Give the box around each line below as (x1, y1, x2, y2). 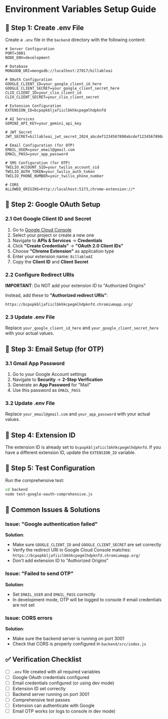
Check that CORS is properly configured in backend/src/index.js (12, 640, 146, 647)
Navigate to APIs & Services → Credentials (12, 237, 102, 244)
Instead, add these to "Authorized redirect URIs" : (5, 292, 108, 298)
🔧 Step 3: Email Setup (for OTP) (5, 345, 104, 353)
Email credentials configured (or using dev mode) (12, 680, 114, 686)
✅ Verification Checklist (5, 655, 81, 664)
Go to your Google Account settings (12, 371, 86, 377)
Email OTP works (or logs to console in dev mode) (12, 708, 116, 714)
